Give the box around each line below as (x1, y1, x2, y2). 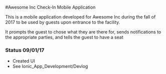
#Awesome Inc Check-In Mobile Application (5, 4, 96, 10)
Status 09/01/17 (5, 46, 45, 53)
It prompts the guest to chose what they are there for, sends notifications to (5, 29, 161, 34)
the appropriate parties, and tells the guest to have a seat (5, 34, 124, 40)
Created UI (12, 58, 35, 64)
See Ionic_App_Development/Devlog (12, 63, 88, 69)
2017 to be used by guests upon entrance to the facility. (5, 19, 120, 25)
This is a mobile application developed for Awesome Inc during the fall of (5, 14, 156, 19)
